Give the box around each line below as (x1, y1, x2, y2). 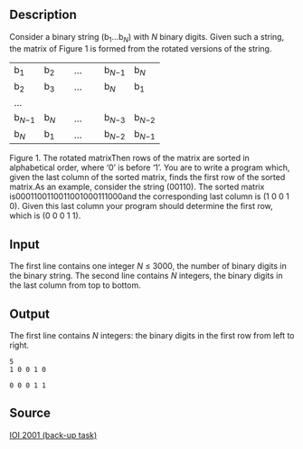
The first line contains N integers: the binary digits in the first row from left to (9, 330, 295, 340)
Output (9, 306, 50, 321)
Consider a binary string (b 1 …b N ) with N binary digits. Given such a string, (9, 31, 285, 44)
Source (9, 406, 52, 421)
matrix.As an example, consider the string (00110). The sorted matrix (9, 181, 265, 193)
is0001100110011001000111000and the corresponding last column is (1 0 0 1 (9, 191, 289, 202)
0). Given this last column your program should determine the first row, (9, 201, 273, 212)
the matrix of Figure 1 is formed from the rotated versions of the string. (9, 43, 272, 53)
